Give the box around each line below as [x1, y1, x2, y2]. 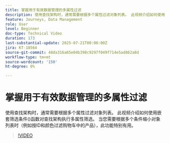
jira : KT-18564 [5, 45, 37, 50]
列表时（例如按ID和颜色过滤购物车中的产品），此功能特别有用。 [5, 122, 136, 128]
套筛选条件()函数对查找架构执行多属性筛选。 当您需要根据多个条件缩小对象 [5, 116, 161, 122]
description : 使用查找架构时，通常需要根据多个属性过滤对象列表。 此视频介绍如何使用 [5, 12, 165, 17]
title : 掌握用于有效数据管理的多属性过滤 [5, 7, 82, 13]
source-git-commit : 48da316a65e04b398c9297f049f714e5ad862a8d [5, 50, 139, 55]
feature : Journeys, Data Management [5, 17, 82, 22]
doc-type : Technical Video [5, 31, 62, 36]
